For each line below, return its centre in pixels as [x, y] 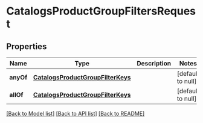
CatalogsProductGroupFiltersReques [101, 11]
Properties [27, 46]
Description [154, 63]
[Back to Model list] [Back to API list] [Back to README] [76, 114]
